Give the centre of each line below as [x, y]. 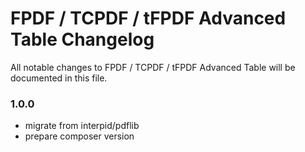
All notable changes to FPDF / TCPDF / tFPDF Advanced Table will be [153, 67]
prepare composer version [79, 136]
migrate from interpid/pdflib [82, 126]
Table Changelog [82, 39]
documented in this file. [59, 78]
